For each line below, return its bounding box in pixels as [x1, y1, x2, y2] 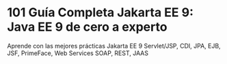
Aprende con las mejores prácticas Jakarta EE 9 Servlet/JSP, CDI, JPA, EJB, [7, 42, 221, 50]
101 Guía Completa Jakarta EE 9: [7, 5, 193, 20]
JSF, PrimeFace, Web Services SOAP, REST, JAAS [7, 49, 149, 57]
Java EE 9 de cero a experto [7, 19, 168, 35]
